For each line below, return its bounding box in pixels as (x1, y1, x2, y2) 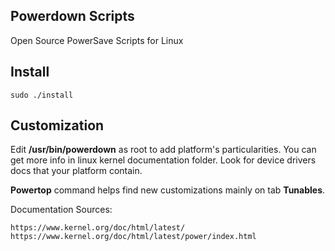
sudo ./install (10, 90, 74, 100)
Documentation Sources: (10, 204, 113, 216)
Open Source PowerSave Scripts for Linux (10, 34, 184, 46)
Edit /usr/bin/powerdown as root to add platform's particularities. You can (10, 144, 317, 156)
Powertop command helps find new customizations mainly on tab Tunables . (10, 184, 326, 196)
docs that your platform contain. (10, 165, 143, 177)
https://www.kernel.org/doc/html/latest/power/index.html (10, 232, 257, 242)
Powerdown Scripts (10, 8, 135, 25)
